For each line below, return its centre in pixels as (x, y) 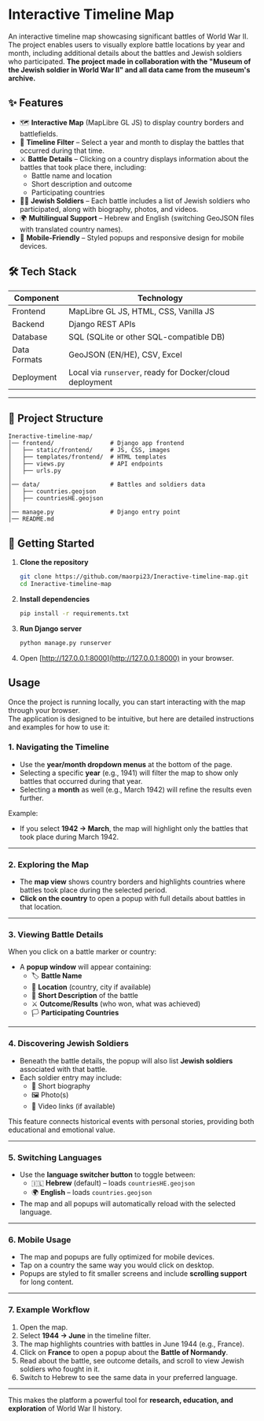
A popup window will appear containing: (85, 967)
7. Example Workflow (49, 1310)
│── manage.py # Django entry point (94, 512)
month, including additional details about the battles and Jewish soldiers (125, 53)
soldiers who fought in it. (60, 1369)
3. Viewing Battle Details (56, 935)
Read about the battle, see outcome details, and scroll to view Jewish (132, 1360)
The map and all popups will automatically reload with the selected (127, 1204)
